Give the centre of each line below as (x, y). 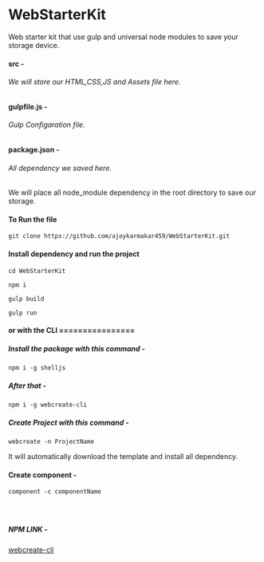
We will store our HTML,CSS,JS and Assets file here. (95, 82)
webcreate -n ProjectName (51, 442)
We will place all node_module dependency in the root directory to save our (132, 192)
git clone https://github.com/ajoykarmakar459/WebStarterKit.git (119, 236)
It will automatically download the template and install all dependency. (123, 457)
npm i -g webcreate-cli (48, 405)
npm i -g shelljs (37, 368)
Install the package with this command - (77, 348)
